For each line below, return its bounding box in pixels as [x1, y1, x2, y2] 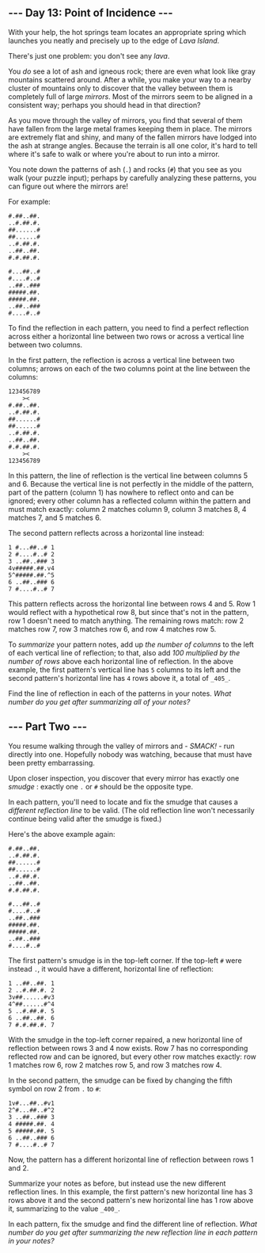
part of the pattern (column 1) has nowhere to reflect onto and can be [8, 487, 234, 497]
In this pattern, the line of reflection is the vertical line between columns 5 [8, 471, 248, 480]
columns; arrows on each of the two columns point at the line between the [8, 364, 251, 373]
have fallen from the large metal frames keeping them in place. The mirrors [8, 124, 252, 133]
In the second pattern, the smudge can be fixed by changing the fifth [8, 1075, 233, 1085]
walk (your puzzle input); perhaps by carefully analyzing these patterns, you [8, 173, 257, 182]
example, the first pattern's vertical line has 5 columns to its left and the [8, 665, 241, 674]
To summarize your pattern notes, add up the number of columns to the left [8, 640, 255, 649]
